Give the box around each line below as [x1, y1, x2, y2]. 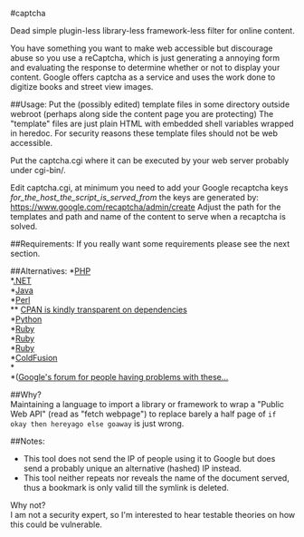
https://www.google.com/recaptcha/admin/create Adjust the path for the [10, 201, 281, 212]
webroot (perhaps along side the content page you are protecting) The [10, 109, 274, 119]
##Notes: [10, 435, 45, 446]
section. [10, 249, 41, 259]
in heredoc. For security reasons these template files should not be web [10, 128, 279, 139]
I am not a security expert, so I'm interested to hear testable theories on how [10, 510, 296, 520]
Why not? [10, 500, 46, 511]
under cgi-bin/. [10, 165, 66, 175]
